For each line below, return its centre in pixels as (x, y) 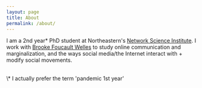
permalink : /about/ (31, 23)
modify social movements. (39, 60)
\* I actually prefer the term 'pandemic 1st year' (65, 79)
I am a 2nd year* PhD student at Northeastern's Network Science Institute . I (101, 41)
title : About (23, 18)
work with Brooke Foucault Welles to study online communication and (94, 47)
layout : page (23, 12)
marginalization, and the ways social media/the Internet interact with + (94, 54)
